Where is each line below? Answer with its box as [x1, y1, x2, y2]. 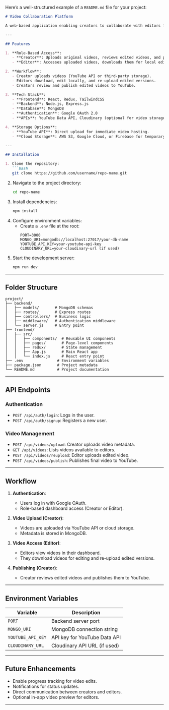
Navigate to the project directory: [12, 180, 81, 186]
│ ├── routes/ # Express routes [5, 310, 92, 315]
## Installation [5, 152, 39, 157]
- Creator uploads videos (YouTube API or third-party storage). [12, 74, 152, 79]
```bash [12, 166, 28, 171]
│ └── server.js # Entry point [5, 323, 84, 328]
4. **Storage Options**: [5, 125, 57, 130]
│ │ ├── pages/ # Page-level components [5, 340, 114, 346]
